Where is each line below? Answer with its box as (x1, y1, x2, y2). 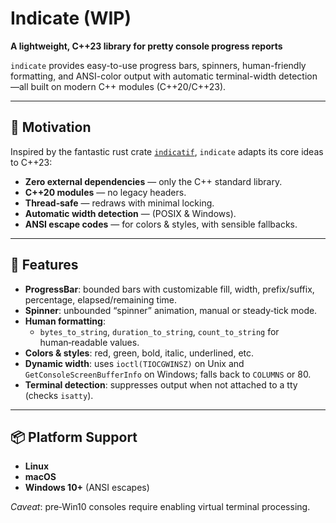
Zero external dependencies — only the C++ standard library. (24, 175, 283, 187)
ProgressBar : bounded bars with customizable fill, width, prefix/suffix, (24, 283, 315, 295)
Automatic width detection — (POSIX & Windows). (24, 207, 237, 219)
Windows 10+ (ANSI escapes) (24, 482, 150, 494)
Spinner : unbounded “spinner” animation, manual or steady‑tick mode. (24, 304, 318, 316)
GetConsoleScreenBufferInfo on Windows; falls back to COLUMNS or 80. (24, 368, 312, 380)
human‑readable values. (39, 336, 140, 348)
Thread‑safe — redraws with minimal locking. (24, 197, 215, 209)
